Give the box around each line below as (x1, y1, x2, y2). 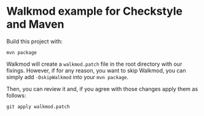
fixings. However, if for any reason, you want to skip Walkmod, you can (6, 66, 186, 74)
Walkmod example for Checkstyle (6, 4, 183, 18)
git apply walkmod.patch (6, 103, 70, 110)
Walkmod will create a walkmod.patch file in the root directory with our (6, 60, 182, 68)
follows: (6, 91, 26, 99)
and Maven (6, 17, 65, 31)
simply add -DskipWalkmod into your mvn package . (6, 73, 129, 80)
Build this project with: (6, 37, 63, 45)
